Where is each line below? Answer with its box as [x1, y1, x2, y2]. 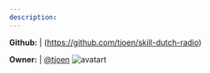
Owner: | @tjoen [9, 54, 71, 64]
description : [9, 12, 58, 22]
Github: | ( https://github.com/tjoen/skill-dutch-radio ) [9, 37, 202, 47]
